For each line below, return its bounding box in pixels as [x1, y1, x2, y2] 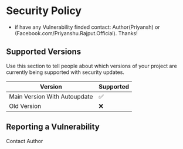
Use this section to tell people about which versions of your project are [6, 62, 177, 69]
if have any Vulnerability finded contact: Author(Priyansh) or [14, 23, 160, 31]
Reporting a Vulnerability [6, 122, 100, 132]
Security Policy [6, 4, 82, 18]
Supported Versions [6, 47, 81, 57]
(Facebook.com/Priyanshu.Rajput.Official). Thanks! [14, 29, 138, 36]
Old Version [9, 101, 42, 110]
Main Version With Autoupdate [9, 92, 93, 100]
